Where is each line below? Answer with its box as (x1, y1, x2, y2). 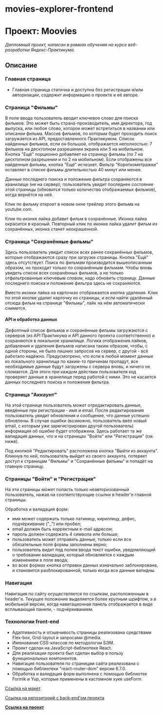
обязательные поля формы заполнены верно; (12, 542, 108, 548)
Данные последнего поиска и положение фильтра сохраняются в (5, 176, 143, 182)
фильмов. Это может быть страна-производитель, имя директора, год (5, 120, 152, 126)
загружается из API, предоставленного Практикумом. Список (5, 136, 135, 142)
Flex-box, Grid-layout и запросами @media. (12, 634, 102, 641)
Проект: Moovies (5, 26, 77, 37)
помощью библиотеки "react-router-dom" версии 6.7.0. (12, 665, 127, 671)
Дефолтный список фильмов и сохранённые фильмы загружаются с (5, 327, 148, 333)
